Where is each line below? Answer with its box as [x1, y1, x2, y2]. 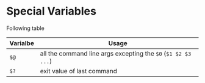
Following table [6, 24, 45, 32]
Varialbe [9, 38, 35, 47]
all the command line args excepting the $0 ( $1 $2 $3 [40, 49, 192, 57]
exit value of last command [40, 67, 118, 75]
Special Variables [6, 4, 96, 18]
